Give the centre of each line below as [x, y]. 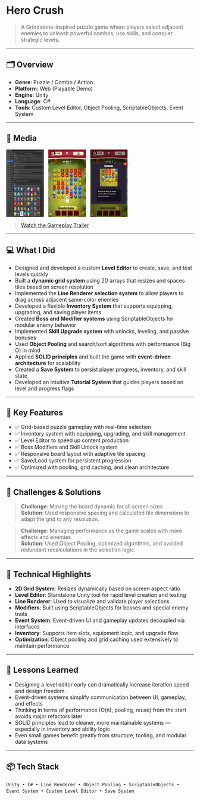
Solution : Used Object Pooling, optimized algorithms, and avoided [102, 544]
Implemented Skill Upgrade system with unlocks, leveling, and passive [102, 331]
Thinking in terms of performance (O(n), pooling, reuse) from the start [100, 710]
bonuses [26, 338]
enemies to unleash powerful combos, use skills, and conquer [97, 33]
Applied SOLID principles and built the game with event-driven [93, 357]
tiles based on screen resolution [54, 287]
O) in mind [27, 350]
